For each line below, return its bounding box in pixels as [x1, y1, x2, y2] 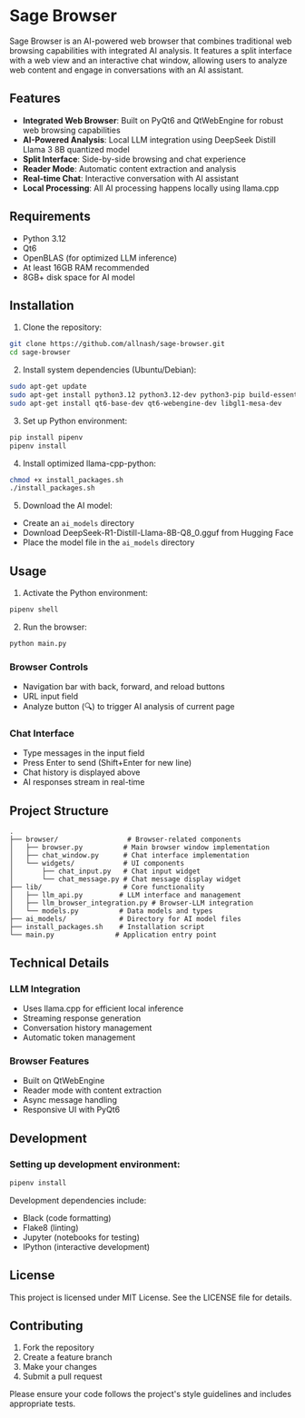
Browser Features [9, 1055, 90, 1067]
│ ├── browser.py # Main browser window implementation [9, 843, 271, 852]
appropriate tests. [9, 1398, 76, 1409]
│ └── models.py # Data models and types [9, 907, 213, 916]
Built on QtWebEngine [22, 1076, 105, 1086]
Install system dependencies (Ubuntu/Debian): [22, 364, 197, 375]
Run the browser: [22, 621, 88, 632]
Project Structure [9, 803, 109, 818]
